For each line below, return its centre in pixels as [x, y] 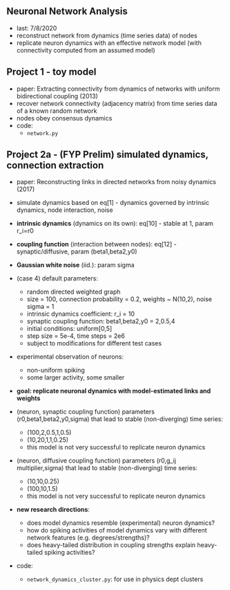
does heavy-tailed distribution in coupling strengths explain [111, 545]
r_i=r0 [25, 231]
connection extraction [55, 166]
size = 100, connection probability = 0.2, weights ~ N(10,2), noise [119, 299]
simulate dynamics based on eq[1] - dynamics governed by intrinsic [113, 203]
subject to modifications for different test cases [94, 343]
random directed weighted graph [74, 292]
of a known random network [57, 111]
